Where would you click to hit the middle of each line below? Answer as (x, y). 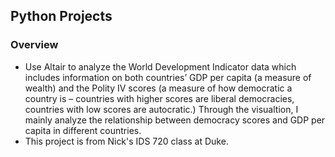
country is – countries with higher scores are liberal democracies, (159, 98)
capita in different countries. (83, 130)
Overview (34, 45)
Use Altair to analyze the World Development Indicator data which (160, 66)
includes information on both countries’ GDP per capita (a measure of (168, 77)
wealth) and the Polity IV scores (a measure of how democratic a (158, 88)
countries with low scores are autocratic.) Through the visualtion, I (161, 109)
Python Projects (61, 16)
